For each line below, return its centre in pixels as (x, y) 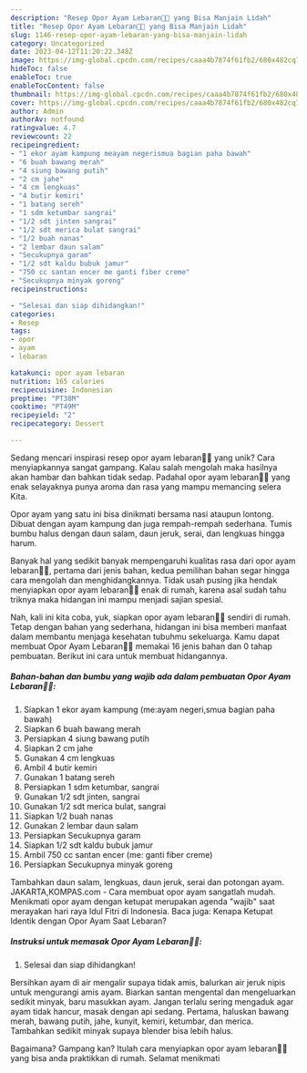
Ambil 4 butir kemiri (61, 768)
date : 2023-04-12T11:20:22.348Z (72, 52)
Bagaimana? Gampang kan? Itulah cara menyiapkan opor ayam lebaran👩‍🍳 (149, 1048)
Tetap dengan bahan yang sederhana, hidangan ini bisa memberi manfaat (149, 626)
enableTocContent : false (57, 86)
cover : (23, 103)
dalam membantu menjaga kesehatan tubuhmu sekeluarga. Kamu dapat (145, 636)
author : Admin (37, 111)
